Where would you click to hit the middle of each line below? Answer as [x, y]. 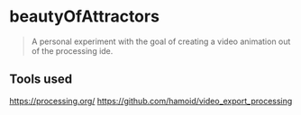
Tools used [41, 80]
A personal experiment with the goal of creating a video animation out [161, 41]
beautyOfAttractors [85, 17]
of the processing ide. [72, 50]
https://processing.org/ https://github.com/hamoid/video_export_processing [151, 101]
